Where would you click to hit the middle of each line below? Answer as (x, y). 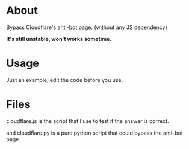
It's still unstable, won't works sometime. (59, 39)
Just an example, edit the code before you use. (65, 80)
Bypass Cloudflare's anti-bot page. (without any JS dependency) (87, 27)
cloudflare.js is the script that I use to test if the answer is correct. (88, 121)
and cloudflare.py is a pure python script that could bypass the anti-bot (94, 133)
